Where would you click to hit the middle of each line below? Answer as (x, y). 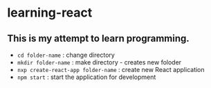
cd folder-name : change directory (66, 55)
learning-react (50, 13)
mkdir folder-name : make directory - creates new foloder (99, 62)
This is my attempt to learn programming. (99, 38)
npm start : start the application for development (86, 77)
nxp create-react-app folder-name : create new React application (111, 70)
